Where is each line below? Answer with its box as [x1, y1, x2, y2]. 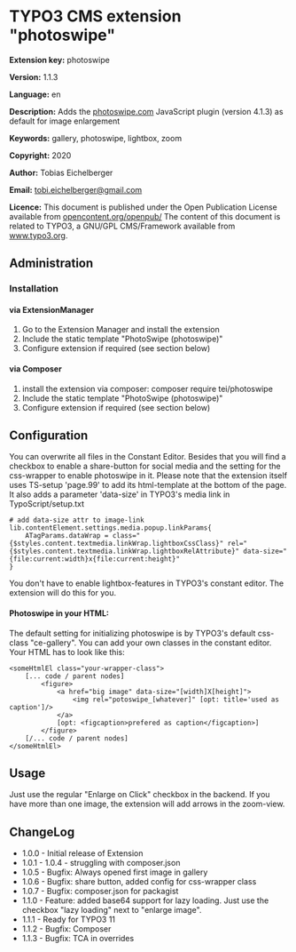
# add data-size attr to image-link [9, 516, 144, 525]
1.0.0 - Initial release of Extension [21, 848, 144, 859]
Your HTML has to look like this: [9, 646, 126, 657]
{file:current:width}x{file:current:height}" [9, 555, 180, 564]
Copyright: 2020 [9, 149, 72, 161]
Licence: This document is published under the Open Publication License [9, 202, 277, 212]
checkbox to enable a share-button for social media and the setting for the [9, 460, 281, 472]
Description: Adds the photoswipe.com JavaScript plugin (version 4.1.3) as [9, 106, 284, 116]
